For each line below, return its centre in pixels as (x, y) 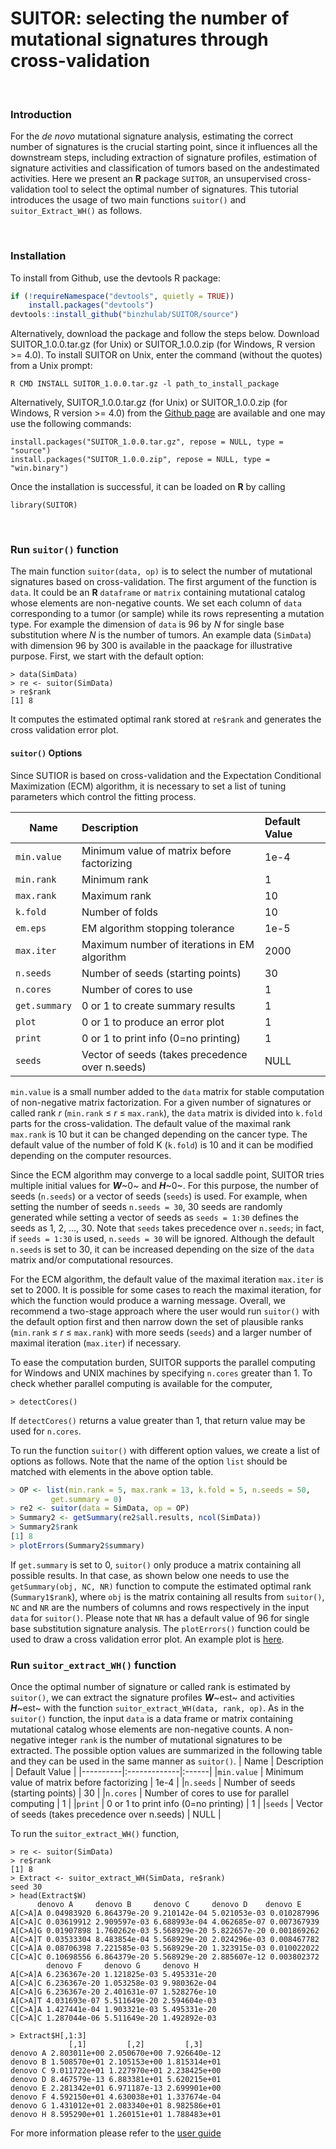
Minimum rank (115, 879)
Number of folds (119, 912)
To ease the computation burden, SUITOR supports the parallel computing (163, 1362)
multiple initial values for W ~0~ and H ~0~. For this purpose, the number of (164, 1185)
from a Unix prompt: (51, 366)
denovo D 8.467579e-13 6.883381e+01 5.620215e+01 (116, 2080)
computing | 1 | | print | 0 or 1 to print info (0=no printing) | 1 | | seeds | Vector (167, 1804)
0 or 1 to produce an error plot (153, 1022)
